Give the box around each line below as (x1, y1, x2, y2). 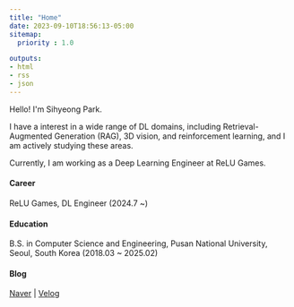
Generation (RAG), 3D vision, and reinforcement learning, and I (54, 131, 286, 141)
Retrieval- (222, 121, 259, 132)
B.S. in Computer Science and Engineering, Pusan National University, (9, 238, 268, 249)
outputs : (9, 55, 42, 64)
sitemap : (9, 30, 42, 38)
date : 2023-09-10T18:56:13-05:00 (9, 21, 134, 30)
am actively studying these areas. (9, 140, 134, 150)
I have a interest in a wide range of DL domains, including (9, 121, 221, 132)
